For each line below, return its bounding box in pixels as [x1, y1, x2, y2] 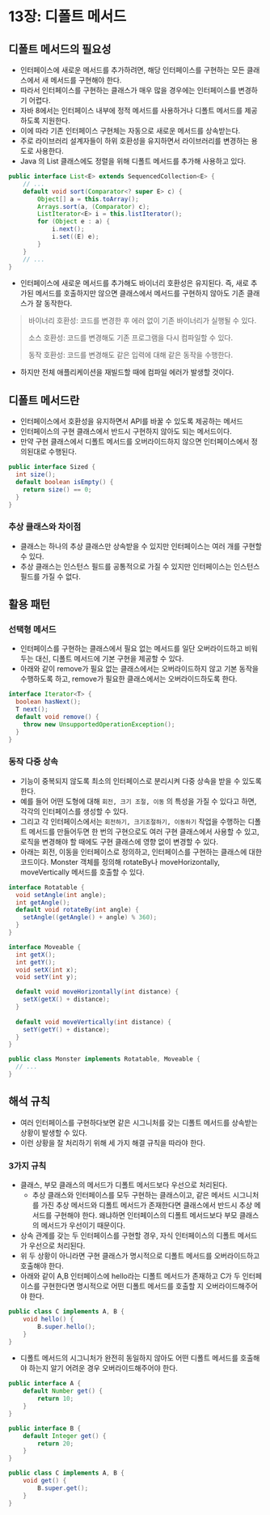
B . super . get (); [37, 1483, 89, 1492]
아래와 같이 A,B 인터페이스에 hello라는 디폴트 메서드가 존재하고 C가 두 [19, 1271, 241, 1281]
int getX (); [15, 951, 57, 959]
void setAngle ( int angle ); [15, 891, 107, 899]
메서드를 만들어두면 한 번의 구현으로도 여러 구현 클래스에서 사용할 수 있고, [28, 827, 260, 836]
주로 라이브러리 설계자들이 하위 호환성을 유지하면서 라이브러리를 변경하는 [19, 136, 250, 146]
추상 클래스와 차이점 [8, 521, 82, 533]
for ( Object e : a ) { [37, 218, 111, 226]
